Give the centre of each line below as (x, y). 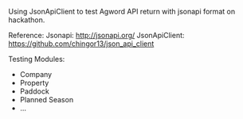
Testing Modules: (37, 59)
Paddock (34, 91)
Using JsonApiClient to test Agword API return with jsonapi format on (122, 12)
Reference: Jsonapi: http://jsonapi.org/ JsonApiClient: (96, 35)
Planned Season (47, 100)
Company (36, 74)
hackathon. (27, 20)
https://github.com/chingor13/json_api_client (81, 44)
